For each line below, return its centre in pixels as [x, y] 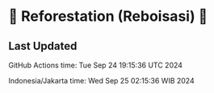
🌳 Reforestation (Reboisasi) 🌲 [108, 16]
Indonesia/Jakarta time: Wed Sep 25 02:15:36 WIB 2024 [102, 81]
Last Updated [43, 46]
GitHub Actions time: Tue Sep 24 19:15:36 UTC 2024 [96, 65]
